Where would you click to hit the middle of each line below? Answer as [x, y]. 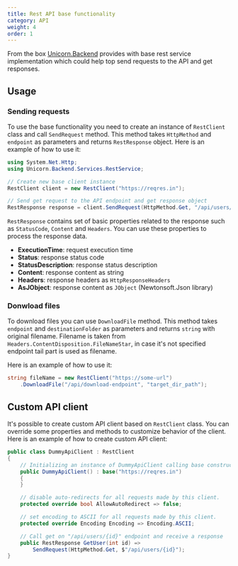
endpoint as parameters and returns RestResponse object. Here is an [106, 142]
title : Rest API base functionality [61, 14]
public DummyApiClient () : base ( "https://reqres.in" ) [101, 472]
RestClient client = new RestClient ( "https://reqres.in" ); [96, 188]
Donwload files [34, 306]
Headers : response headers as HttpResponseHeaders [94, 280]
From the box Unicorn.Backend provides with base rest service [99, 54]
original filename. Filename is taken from [67, 336]
